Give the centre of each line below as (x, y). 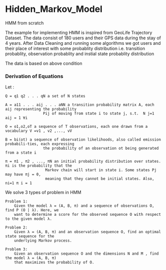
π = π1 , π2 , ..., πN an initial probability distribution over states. (83, 162)
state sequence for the (30, 236)
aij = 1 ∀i (16, 118)
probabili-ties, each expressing (40, 144)
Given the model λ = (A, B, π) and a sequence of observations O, (84, 206)
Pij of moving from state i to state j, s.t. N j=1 (99, 114)
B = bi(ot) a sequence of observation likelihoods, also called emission (83, 140)
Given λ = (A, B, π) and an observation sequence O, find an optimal (88, 232)
